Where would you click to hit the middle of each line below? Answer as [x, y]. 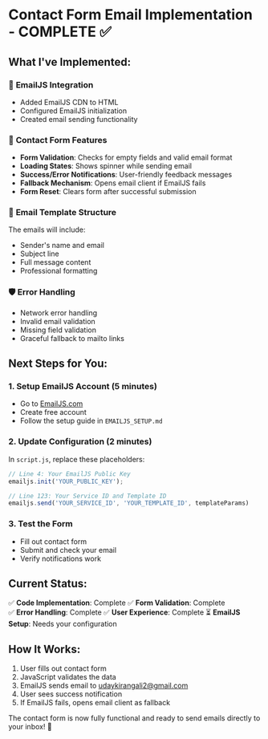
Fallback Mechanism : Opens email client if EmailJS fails [113, 183]
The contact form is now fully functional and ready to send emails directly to [134, 718]
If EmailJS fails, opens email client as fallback [95, 703]
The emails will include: [47, 229]
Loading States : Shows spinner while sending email [106, 166]
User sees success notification [71, 694]
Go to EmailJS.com [51, 404]
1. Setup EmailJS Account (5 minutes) [83, 387]
